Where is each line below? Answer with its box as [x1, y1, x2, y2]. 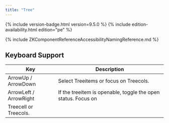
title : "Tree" [5, 7, 35, 13]
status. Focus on [58, 95, 97, 102]
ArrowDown [8, 81, 36, 88]
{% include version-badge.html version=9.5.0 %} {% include [5, 21, 131, 27]
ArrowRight [8, 95, 35, 102]
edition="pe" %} [38, 26, 72, 33]
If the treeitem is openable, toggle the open [58, 89, 160, 96]
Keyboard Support [5, 51, 64, 59]
